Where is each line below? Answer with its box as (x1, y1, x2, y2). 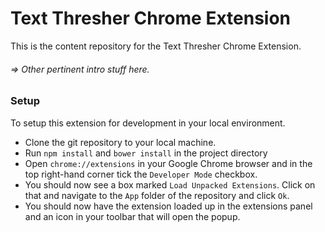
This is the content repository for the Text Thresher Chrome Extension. (10, 40, 302, 52)
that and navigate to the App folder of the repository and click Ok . (24, 189, 290, 201)
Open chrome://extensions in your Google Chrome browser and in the (24, 157, 313, 169)
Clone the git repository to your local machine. (24, 136, 217, 148)
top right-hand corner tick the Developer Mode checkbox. (24, 168, 258, 180)
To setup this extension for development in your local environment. (10, 117, 286, 129)
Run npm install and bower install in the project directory (24, 147, 268, 159)
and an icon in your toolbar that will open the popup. (24, 210, 241, 222)
